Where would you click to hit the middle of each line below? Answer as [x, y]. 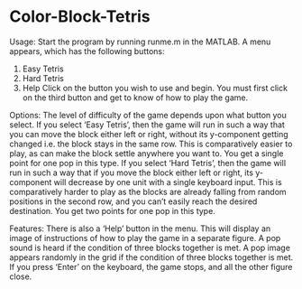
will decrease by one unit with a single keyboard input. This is [168, 182]
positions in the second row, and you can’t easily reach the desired [133, 201]
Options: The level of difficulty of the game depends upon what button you [148, 115]
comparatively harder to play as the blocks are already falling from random [148, 191]
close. [21, 276]
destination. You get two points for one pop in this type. [113, 210]
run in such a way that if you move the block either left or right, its [132, 172]
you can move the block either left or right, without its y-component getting [149, 134]
